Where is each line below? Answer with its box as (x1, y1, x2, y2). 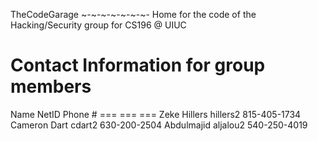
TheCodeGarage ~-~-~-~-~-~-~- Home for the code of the (10, 9, 257, 20)
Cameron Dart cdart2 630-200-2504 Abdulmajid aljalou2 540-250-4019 (10, 119, 308, 131)
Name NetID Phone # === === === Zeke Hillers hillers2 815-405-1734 (10, 108, 302, 120)
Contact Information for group (10, 54, 266, 77)
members (10, 75, 92, 98)
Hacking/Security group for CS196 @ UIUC (10, 19, 187, 31)
